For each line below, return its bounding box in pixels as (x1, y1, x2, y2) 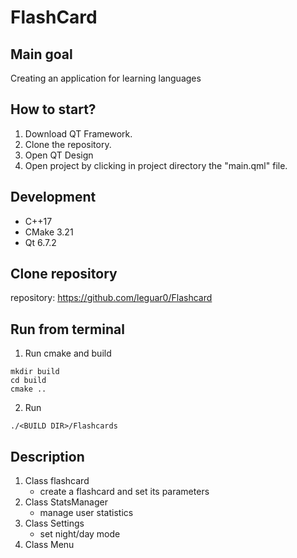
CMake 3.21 (24, 226, 74, 238)
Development (10, 189, 97, 206)
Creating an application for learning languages (10, 72, 202, 84)
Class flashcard (24, 475, 90, 487)
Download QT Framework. (24, 127, 133, 140)
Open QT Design (24, 149, 94, 161)
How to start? (10, 101, 97, 118)
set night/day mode (39, 528, 121, 540)
